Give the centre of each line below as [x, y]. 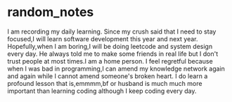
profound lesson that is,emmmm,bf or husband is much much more [105, 83]
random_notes [51, 12]
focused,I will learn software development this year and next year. [103, 38]
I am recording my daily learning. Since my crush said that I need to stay [112, 31]
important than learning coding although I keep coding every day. [102, 91]
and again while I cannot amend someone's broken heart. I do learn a [108, 76]
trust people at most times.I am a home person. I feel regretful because [110, 61]
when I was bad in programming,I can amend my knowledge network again [116, 68]
